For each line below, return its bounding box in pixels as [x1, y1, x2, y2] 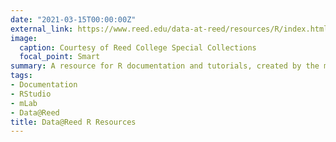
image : [10, 33, 38, 43]
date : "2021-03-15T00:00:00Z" [10, 14, 137, 25]
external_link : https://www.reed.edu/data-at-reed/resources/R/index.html [10, 24, 329, 34]
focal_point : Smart [19, 52, 101, 62]
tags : [10, 71, 33, 81]
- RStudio [10, 89, 52, 99]
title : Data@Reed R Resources [10, 117, 137, 127]
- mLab [10, 98, 38, 108]
